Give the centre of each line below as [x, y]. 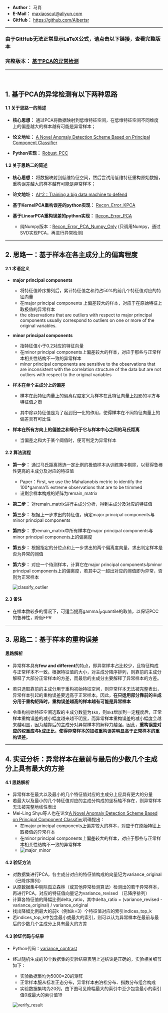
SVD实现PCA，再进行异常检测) [51, 233]
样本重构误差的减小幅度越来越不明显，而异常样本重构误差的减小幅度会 [85, 718]
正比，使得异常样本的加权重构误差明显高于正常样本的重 [103, 731]
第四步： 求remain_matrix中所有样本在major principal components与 [83, 530]
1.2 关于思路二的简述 [26, 165]
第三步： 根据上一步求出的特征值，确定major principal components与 [83, 514]
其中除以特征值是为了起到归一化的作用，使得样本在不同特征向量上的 [90, 412]
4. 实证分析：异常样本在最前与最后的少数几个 [75, 759]
